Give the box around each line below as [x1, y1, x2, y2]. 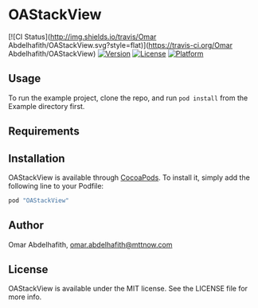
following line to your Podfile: [8, 181, 104, 190]
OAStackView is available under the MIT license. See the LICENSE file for [8, 284, 248, 294]
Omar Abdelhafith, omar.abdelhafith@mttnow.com [8, 240, 173, 249]
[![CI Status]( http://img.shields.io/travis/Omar [8, 32, 157, 41]
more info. [8, 292, 42, 302]
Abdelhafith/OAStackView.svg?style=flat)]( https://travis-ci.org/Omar [8, 40, 233, 49]
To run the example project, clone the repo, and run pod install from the [8, 93, 248, 103]
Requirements [8, 125, 80, 138]
